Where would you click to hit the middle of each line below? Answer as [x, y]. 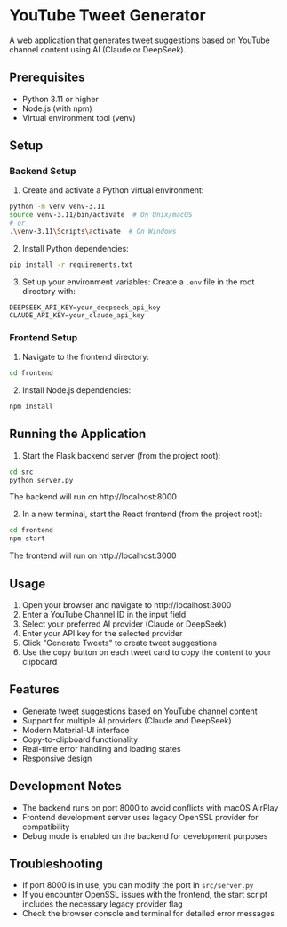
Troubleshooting [56, 864]
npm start [28, 539]
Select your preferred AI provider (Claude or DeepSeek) [124, 624]
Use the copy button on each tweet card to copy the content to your [147, 652]
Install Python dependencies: [75, 248]
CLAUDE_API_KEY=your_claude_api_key [77, 315]
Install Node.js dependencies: [76, 390]
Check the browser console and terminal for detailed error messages [148, 914]
